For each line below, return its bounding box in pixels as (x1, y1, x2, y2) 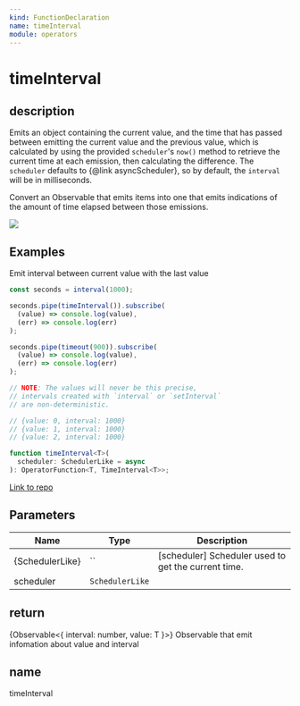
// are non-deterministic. (9, 399, 110, 409)
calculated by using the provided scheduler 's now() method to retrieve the (9, 147, 281, 157)
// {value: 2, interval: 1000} (9, 433, 126, 442)
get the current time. (157, 560, 244, 573)
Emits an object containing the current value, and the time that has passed (9, 127, 283, 139)
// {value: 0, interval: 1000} (9, 416, 126, 425)
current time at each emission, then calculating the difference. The (9, 155, 254, 166)
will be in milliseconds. (9, 175, 92, 186)
